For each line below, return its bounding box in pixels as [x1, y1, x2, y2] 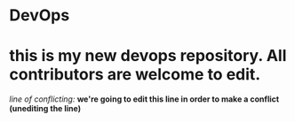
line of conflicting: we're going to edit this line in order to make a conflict [9, 94, 280, 104]
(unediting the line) [9, 103, 82, 114]
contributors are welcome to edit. [9, 65, 261, 85]
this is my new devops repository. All [9, 46, 287, 66]
